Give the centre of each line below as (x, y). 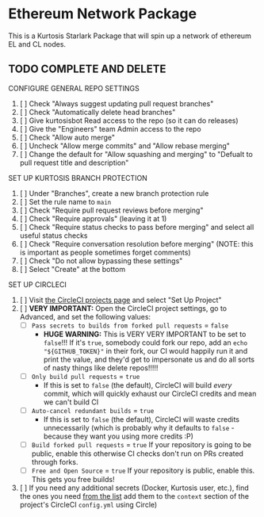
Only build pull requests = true (86, 376)
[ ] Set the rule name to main (65, 201)
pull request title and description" (74, 163)
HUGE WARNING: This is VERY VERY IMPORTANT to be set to (145, 334)
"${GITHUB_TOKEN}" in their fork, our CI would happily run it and (145, 350)
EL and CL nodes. (37, 44)
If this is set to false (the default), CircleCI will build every (138, 385)
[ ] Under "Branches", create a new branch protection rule (114, 193)
